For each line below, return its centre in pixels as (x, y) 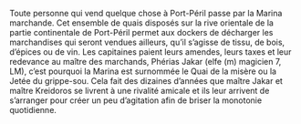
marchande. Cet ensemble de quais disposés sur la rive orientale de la (141, 23)
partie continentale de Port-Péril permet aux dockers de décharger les (141, 32)
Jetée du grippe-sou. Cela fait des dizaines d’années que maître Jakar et (146, 81)
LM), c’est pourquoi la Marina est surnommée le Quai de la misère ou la (143, 71)
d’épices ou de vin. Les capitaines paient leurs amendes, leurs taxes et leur (150, 52)
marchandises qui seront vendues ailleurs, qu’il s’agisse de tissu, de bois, (147, 42)
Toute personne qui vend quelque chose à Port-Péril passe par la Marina (146, 13)
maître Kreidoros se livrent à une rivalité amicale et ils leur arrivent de (140, 91)
